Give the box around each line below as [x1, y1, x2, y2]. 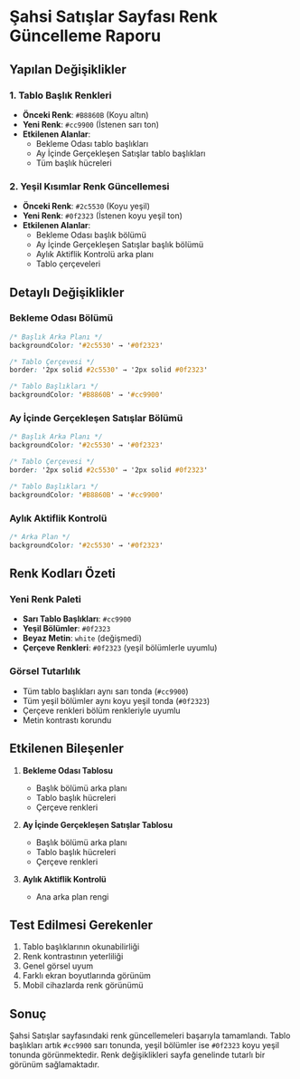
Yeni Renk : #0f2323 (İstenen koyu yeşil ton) [22, 210, 183, 221]
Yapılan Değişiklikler [9, 62, 127, 77]
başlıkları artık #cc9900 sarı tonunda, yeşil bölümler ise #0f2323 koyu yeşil [9, 1040, 280, 1051]
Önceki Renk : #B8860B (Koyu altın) [22, 109, 149, 120]
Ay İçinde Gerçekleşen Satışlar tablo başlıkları [35, 148, 206, 159]
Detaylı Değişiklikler [9, 284, 125, 300]
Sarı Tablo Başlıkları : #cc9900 [22, 613, 132, 624]
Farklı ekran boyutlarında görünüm [22, 970, 152, 981]
